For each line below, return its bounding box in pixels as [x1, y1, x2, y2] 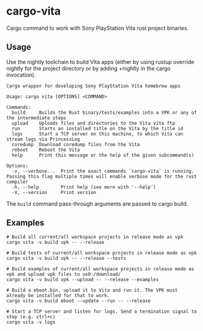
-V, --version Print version [12, 189, 97, 195]
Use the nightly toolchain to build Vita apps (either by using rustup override [6, 58, 194, 65]
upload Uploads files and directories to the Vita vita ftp [12, 120, 175, 126]
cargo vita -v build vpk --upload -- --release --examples [6, 276, 159, 282]
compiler [6, 178, 29, 185]
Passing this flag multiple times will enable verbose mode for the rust [6, 173, 198, 179]
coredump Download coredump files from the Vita [12, 141, 140, 147]
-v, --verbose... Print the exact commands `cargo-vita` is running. [12, 168, 194, 174]
